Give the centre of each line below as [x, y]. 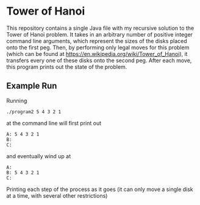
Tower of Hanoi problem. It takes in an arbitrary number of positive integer [100, 34]
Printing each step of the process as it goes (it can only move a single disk [100, 189]
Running [17, 100]
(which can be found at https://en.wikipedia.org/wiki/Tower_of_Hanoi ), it [97, 54]
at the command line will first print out [54, 123]
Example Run [32, 86]
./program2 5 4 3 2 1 [34, 112]
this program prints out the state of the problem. [67, 67]
